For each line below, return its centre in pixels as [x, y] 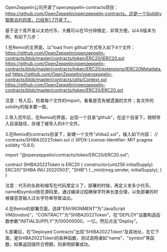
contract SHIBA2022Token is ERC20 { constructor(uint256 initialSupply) [79, 164]
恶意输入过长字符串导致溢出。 [44, 198]
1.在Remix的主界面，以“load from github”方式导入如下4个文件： [70, 47]
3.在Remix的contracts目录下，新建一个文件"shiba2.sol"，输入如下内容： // [82, 134]
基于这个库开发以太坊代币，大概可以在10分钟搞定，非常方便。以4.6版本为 [81, 30]
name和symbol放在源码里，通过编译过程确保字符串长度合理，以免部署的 [80, 192]
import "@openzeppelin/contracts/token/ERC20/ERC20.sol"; [67, 155]
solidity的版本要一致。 [28, 107]
